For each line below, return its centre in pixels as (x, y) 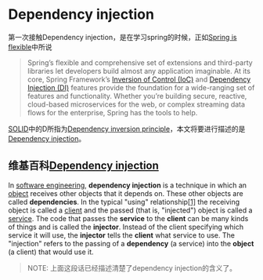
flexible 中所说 (30, 47)
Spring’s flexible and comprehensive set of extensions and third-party (140, 62)
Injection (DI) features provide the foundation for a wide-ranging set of (141, 87)
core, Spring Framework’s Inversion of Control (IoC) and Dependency (139, 79)
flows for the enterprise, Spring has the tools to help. (112, 112)
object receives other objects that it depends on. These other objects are (126, 193)
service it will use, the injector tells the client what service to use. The (121, 235)
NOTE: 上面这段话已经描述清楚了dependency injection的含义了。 (132, 267)
